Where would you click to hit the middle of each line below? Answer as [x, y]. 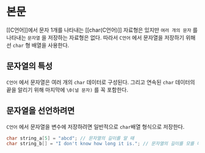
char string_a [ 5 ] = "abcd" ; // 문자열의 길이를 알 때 [70, 138]
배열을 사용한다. [50, 45]
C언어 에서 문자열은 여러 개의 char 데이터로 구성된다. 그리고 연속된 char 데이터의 [101, 82]
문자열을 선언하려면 [41, 111]
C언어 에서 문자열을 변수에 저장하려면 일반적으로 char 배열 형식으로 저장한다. [95, 126]
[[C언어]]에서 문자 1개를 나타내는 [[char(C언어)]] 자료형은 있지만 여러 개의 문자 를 [102, 30]
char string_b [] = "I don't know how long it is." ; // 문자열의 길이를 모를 [100, 144]
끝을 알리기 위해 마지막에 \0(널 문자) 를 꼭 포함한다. [67, 90]
